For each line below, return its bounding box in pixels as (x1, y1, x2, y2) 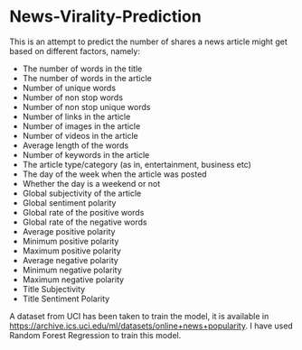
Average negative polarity (22, 254, 119, 265)
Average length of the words (22, 140, 129, 151)
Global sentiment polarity (22, 197, 117, 208)
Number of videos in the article (22, 130, 138, 141)
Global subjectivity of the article (22, 188, 142, 198)
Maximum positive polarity (22, 245, 122, 256)
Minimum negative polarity (22, 264, 122, 275)
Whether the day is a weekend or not (22, 178, 161, 189)
